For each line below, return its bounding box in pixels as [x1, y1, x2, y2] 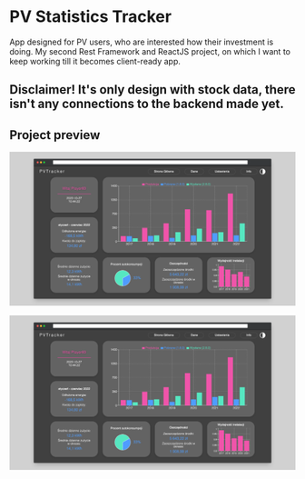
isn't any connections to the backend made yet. [9, 96, 284, 112]
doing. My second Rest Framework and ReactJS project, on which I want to [9, 45, 290, 56]
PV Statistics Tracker [9, 6, 172, 27]
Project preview [9, 127, 101, 143]
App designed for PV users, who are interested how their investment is [9, 36, 274, 47]
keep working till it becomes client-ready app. [9, 55, 182, 66]
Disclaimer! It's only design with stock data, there [9, 82, 297, 97]
